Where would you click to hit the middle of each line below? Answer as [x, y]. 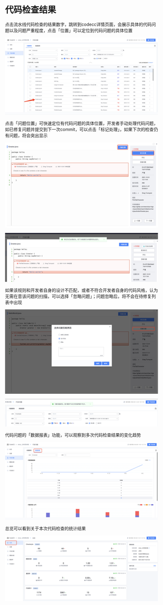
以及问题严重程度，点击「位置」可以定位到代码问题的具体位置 [71, 30]
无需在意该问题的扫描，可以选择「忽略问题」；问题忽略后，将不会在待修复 [78, 296]
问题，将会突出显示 [28, 135]
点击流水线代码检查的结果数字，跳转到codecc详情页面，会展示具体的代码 [78, 24]
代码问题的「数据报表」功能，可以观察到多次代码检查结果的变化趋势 [73, 435]
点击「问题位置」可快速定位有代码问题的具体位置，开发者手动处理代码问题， [81, 123]
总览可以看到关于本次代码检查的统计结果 [45, 529]
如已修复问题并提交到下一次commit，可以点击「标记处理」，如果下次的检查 [79, 130]
